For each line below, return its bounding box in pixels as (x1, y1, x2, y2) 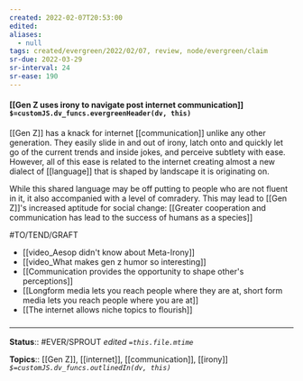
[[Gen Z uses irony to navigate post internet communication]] (9, 100, 244, 111)
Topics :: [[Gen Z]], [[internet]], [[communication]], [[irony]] (9, 354, 228, 365)
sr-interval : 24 (9, 64, 70, 73)
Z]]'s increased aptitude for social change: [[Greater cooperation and (9, 202, 266, 213)
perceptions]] (22, 276, 74, 286)
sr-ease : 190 (9, 72, 59, 81)
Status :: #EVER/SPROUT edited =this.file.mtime (9, 337, 194, 348)
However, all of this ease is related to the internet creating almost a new (9, 156, 276, 167)
